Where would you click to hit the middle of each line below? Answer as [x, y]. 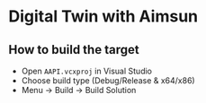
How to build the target [74, 50]
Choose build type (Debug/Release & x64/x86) [108, 81]
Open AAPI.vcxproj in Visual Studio [87, 71]
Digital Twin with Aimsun [103, 17]
